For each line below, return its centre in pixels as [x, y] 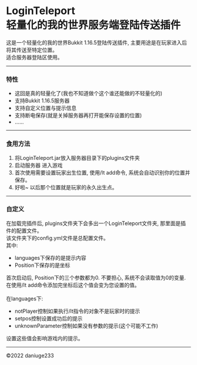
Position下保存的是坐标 [42, 265]
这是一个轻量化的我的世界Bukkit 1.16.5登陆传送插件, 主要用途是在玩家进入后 [97, 42]
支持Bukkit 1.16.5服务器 [42, 101]
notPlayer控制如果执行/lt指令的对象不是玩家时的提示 [77, 311]
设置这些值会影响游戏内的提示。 [45, 338]
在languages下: [25, 299]
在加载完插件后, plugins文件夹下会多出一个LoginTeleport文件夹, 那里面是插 [96, 223]
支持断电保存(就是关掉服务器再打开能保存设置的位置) [78, 115]
